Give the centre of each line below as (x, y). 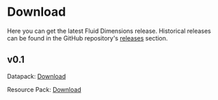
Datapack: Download (37, 76)
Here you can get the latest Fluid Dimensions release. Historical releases (109, 31)
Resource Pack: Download (44, 89)
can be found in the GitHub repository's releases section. (87, 38)
